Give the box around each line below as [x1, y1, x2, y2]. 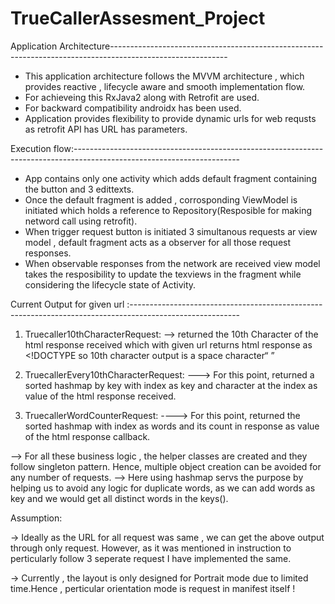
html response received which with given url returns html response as [24, 338, 313, 351]
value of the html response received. [24, 390, 177, 402]
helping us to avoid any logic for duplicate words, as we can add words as [10, 482, 316, 494]
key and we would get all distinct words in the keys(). [10, 492, 229, 504]
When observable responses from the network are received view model [24, 257, 321, 269]
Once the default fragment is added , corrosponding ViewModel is [24, 193, 298, 206]
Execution [10, 142, 52, 154]
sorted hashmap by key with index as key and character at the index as [24, 379, 318, 391]
